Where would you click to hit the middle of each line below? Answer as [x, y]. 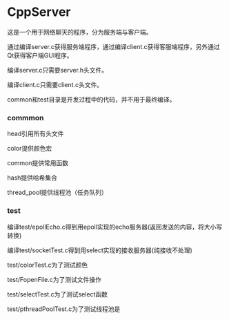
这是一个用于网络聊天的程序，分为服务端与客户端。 [80, 32]
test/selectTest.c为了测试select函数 [58, 294]
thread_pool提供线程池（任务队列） [58, 192]
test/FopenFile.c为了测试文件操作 [54, 279]
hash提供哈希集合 [32, 178]
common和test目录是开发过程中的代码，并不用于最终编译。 [91, 99]
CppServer [39, 12]
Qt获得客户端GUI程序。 [40, 55]
